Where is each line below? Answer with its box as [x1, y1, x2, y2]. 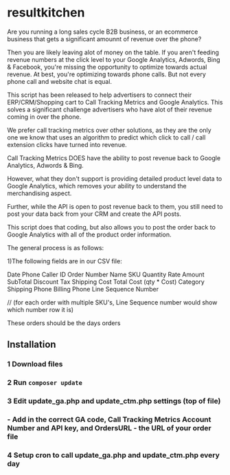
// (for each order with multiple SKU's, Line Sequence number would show [7, 298, 218, 307]
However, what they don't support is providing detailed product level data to [7, 174, 222, 183]
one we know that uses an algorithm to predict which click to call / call [7, 133, 206, 142]
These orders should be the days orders [7, 318, 121, 327]
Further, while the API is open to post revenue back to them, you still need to [7, 202, 223, 210]
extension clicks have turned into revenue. [7, 140, 127, 148]
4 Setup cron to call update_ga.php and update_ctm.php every [7, 450, 220, 460]
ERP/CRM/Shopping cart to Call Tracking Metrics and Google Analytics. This [7, 98, 223, 106]
